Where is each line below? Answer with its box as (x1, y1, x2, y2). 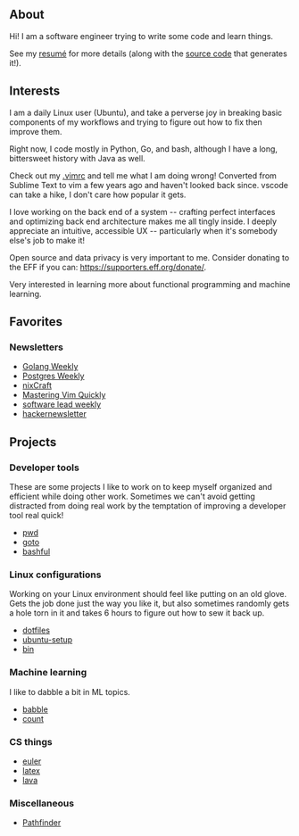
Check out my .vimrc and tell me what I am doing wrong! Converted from (9, 170, 277, 181)
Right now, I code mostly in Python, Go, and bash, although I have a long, (9, 143, 278, 154)
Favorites (9, 314, 62, 329)
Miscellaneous (9, 797, 74, 809)
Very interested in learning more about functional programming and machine (9, 278, 291, 289)
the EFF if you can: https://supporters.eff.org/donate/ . (9, 261, 207, 272)
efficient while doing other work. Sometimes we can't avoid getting (9, 491, 256, 501)
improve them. (9, 126, 62, 137)
